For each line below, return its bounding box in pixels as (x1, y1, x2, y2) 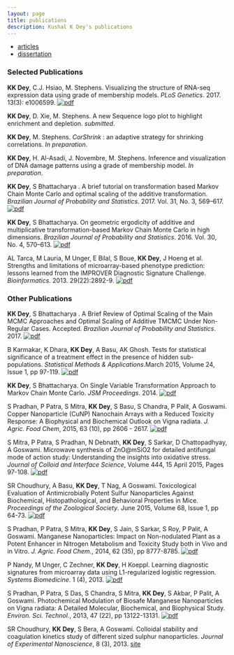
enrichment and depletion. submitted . (7, 119, 115, 127)
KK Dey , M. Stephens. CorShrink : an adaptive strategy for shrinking (7, 132, 204, 141)
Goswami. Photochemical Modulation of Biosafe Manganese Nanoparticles (7, 596, 223, 605)
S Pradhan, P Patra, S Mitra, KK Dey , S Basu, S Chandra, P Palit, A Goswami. (7, 402, 227, 410)
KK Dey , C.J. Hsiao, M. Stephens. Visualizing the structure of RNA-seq (7, 83, 211, 92)
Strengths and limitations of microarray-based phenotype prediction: (7, 261, 205, 269)
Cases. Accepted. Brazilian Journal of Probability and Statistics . (31, 324, 217, 332)
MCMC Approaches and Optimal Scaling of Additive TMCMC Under (7, 316, 202, 325)
